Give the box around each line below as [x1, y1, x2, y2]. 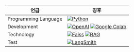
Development [7, 24, 38, 30]
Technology [7, 31, 35, 38]
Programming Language [7, 15, 63, 22]
